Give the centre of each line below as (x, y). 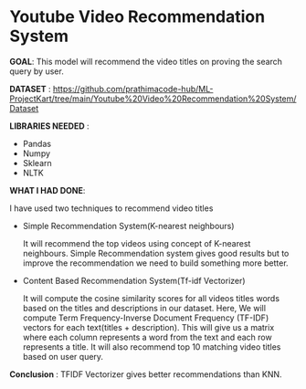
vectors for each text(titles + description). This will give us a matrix (148, 327)
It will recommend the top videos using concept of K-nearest (137, 243)
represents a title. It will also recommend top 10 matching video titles (152, 347)
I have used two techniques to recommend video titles (111, 208)
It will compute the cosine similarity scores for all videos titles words (151, 298)
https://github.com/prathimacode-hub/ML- (133, 89)
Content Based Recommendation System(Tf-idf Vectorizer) (134, 280)
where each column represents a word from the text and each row (147, 337)
